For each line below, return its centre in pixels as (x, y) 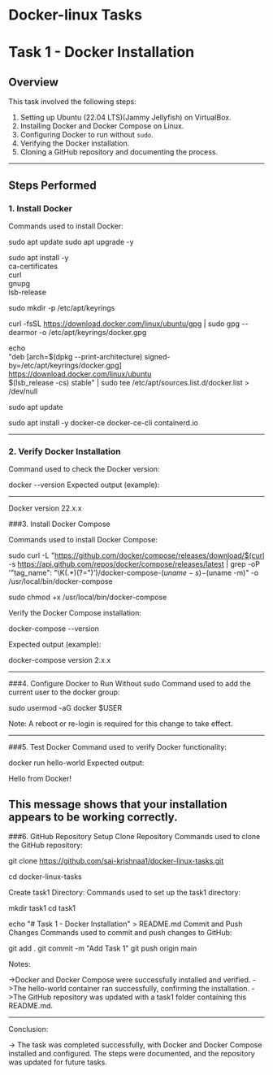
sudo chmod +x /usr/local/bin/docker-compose (88, 597)
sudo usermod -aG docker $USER (65, 708)
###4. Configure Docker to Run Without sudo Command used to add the (130, 684)
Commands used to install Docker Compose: (83, 540)
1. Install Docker (41, 208)
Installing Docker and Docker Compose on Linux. (102, 126)
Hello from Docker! (40, 779)
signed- (157, 356)
